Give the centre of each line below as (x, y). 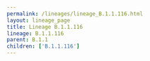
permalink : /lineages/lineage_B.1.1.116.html (75, 14)
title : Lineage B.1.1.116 (45, 27)
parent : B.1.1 (28, 40)
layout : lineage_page (39, 20)
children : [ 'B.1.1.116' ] (43, 46)
